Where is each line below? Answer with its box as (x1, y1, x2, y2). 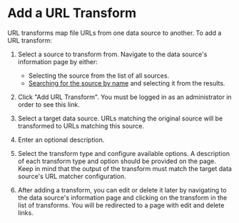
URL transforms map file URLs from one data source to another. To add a (7, 28, 222, 37)
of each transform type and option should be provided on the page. (17, 157, 216, 165)
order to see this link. (17, 100, 80, 108)
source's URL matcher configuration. (17, 172, 126, 180)
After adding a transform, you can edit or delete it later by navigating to (17, 185, 227, 194)
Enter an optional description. (17, 135, 105, 144)
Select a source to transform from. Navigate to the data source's (17, 50, 208, 58)
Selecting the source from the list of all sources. (28, 71, 170, 80)
